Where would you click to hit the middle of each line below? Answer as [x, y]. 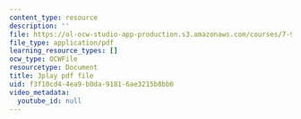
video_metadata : [39, 92]
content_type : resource [54, 17]
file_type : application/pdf [62, 42]
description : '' [39, 26]
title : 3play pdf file [52, 76]
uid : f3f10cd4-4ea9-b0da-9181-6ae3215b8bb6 [92, 84]
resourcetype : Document [54, 68]
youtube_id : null [50, 101]
